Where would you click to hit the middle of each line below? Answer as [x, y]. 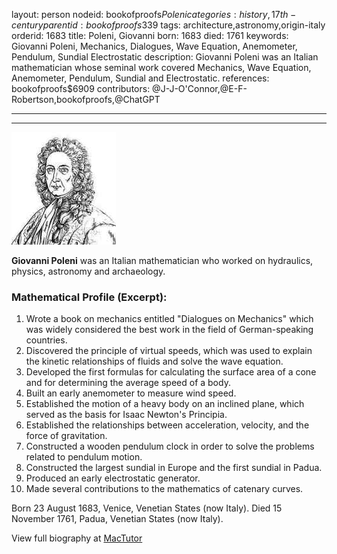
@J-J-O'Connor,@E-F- [200, 88]
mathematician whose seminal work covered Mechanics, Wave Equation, [161, 67]
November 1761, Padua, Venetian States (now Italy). [117, 519]
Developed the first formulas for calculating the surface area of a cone [171, 372]
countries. [46, 340]
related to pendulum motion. [84, 457]
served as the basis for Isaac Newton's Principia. [126, 415]
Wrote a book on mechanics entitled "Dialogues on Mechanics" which [169, 319]
